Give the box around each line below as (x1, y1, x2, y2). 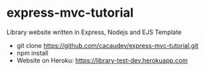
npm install (16, 49, 49, 57)
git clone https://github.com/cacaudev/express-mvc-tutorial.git (16, 41, 199, 49)
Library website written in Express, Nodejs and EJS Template (6, 28, 182, 36)
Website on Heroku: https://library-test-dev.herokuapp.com (16, 56, 188, 64)
